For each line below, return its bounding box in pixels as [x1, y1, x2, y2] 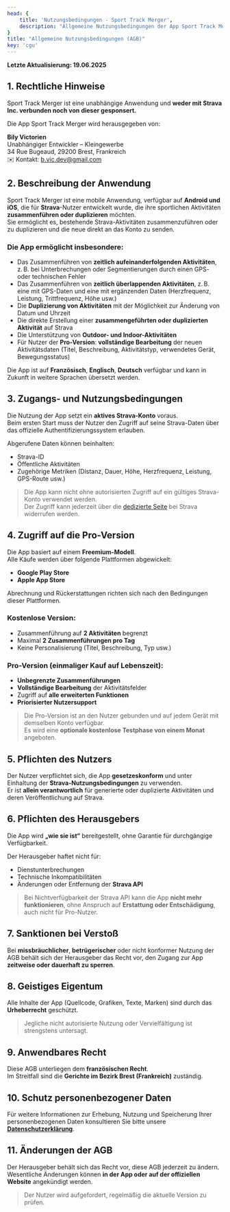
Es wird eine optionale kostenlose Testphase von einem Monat [23, 726, 205, 735]
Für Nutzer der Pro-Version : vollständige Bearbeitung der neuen [16, 338, 203, 346]
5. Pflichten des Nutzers [7, 753, 112, 765]
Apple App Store [16, 575, 66, 584]
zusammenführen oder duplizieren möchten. [7, 210, 137, 218]
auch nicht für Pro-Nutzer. [23, 908, 98, 916]
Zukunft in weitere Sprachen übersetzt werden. [7, 373, 140, 381]
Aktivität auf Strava [16, 323, 73, 332]
